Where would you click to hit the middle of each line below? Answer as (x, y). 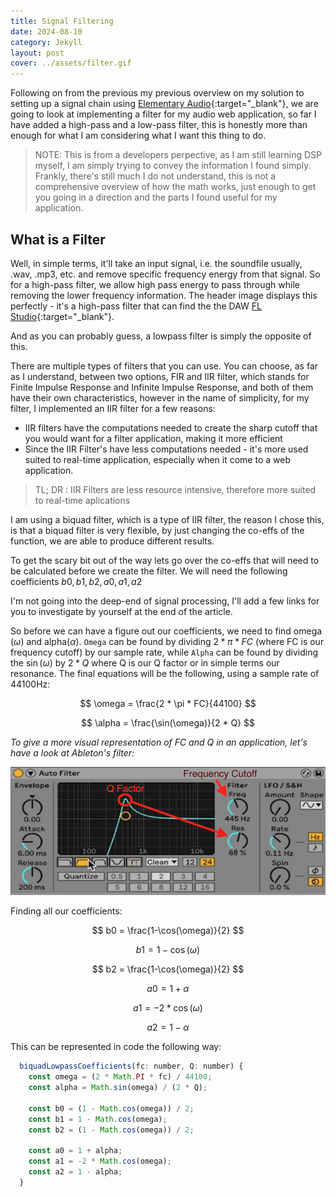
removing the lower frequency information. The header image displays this (164, 295)
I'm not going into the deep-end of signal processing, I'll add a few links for (165, 601)
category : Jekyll (46, 42)
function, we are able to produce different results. (112, 541)
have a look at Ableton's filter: (72, 752)
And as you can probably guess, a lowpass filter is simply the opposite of (161, 336)
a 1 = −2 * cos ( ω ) (168, 1008)
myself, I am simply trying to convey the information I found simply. (173, 166)
